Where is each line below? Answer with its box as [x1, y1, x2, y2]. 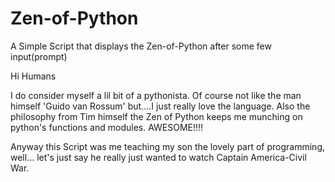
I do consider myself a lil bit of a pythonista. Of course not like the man [10, 89, 302, 101]
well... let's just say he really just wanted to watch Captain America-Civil [10, 151, 307, 163]
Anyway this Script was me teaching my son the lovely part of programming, [10, 140, 326, 152]
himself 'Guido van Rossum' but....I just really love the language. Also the [10, 100, 311, 112]
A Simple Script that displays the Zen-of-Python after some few [10, 40, 272, 52]
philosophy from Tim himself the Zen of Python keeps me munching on [10, 110, 303, 122]
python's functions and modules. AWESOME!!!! [10, 121, 204, 133]
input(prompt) [10, 50, 68, 62]
